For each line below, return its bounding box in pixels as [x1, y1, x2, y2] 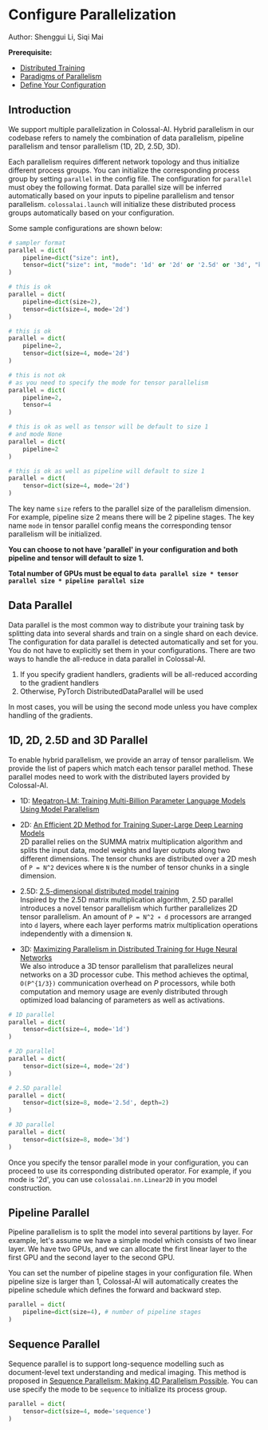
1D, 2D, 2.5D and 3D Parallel [8, 734, 148, 747]
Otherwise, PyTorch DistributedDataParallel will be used [19, 686, 203, 696]
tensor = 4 [22, 401, 52, 409]
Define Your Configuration [19, 80, 106, 90]
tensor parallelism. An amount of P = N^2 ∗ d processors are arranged [19, 911, 252, 921]
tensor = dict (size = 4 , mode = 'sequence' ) [22, 1407, 152, 1416]
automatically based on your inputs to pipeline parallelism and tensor [8, 190, 235, 201]
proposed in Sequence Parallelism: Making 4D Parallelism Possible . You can [8, 1376, 258, 1385]
